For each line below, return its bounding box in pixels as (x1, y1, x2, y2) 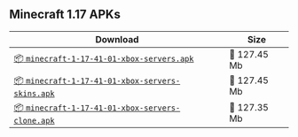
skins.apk (13, 88, 55, 98)
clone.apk (13, 115, 55, 126)
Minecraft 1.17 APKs (9, 7, 122, 22)
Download (95, 33, 139, 45)
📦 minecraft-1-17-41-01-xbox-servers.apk (13, 52, 194, 65)
